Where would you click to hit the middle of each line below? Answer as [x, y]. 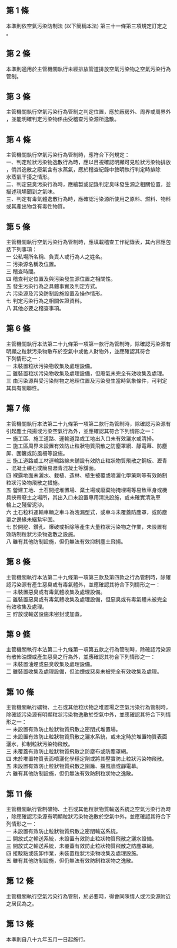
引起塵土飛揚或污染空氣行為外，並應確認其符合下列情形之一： [81, 431]
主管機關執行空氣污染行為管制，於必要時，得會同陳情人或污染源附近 [88, 896]
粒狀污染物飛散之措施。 [34, 482]
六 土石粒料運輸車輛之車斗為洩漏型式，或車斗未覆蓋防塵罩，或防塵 [87, 512]
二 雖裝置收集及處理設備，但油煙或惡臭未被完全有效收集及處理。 [84, 672]
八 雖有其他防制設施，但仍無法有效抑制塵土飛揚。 [66, 541]
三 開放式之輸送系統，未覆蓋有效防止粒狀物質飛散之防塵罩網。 [81, 846]
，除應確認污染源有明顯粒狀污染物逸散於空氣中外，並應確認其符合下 [88, 816]
